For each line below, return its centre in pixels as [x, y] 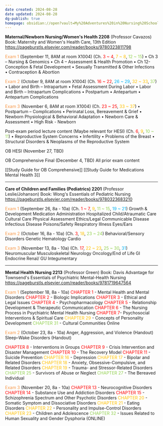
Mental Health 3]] [23, 175]
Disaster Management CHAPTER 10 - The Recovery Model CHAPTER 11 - [78, 352]
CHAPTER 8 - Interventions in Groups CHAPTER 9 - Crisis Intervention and [80, 347]
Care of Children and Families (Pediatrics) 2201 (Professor [65, 189]
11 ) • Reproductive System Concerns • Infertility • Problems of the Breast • [80, 136]
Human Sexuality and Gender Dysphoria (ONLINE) [55, 419]
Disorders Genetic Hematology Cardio [43, 239]
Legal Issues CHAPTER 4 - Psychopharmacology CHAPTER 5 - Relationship [81, 303]
